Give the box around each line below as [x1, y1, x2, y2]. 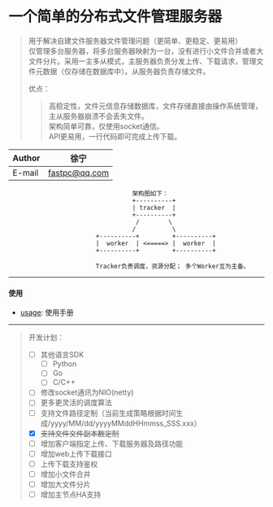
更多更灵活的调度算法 [40, 398, 112, 408]
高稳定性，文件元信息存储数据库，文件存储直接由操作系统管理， [48, 101, 262, 111]
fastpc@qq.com [48, 167, 110, 178]
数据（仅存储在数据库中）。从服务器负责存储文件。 [42, 66, 210, 76]
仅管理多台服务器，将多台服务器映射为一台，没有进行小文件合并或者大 [28, 46, 264, 55]
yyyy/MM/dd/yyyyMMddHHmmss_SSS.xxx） [50, 418, 201, 428]
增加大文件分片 [40, 479, 91, 489]
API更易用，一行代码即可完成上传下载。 [48, 131, 181, 141]
